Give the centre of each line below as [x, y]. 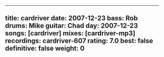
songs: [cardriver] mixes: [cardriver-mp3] [70, 34]
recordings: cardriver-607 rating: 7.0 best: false [79, 41]
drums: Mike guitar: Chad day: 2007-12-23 [72, 26]
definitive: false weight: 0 [45, 49]
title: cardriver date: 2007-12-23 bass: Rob [72, 18]
